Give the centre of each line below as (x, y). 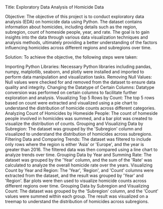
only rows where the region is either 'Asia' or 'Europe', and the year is (75, 144)
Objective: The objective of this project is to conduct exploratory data (75, 16)
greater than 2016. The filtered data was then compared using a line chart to (81, 149)
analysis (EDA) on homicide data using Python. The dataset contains (74, 22)
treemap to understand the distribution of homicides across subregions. (77, 201)
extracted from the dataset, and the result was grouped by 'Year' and (74, 176)
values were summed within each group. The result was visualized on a (77, 196)
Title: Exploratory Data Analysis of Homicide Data (54, 7)
